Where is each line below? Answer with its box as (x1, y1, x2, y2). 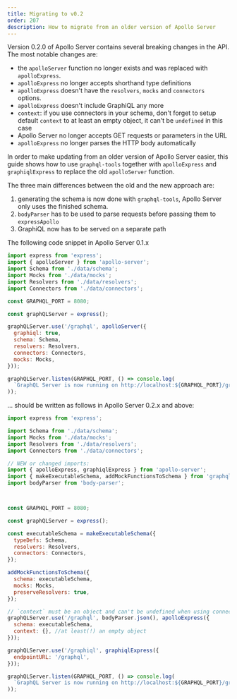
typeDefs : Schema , (13, 537, 68, 544)
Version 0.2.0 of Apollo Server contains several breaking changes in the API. (7, 43, 229, 51)
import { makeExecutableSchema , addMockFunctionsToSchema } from (7, 473, 203, 480)
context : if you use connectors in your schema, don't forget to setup (17, 109, 217, 117)
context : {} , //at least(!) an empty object (13, 628, 147, 635)
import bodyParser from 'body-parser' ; (7, 480, 125, 487)
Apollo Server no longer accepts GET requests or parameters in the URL (17, 131, 228, 140)
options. (17, 94, 42, 102)
